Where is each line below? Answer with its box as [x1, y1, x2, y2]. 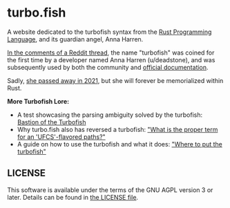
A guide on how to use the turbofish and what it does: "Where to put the [17, 140, 222, 148]
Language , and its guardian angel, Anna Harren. [7, 35, 144, 43]
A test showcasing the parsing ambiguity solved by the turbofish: [17, 111, 203, 119]
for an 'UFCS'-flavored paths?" [17, 133, 106, 141]
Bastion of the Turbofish [17, 117, 86, 126]
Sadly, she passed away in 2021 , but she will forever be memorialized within [7, 76, 224, 84]
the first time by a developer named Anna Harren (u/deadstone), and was [7, 55, 215, 64]
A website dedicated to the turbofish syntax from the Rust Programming [7, 28, 212, 36]
